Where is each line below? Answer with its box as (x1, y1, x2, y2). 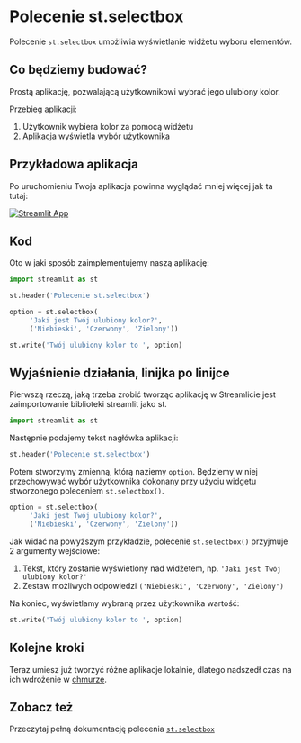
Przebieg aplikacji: (9, 104, 78, 114)
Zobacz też (9, 700, 74, 715)
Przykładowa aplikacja (9, 157, 139, 172)
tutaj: (9, 190, 29, 201)
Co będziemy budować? (9, 62, 148, 77)
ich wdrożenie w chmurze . (9, 674, 108, 684)
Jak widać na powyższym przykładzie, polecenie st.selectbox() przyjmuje (9, 536, 288, 547)
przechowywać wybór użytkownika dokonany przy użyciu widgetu (9, 476, 257, 487)
